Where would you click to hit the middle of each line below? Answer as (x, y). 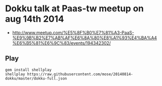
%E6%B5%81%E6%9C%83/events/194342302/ (62, 43)
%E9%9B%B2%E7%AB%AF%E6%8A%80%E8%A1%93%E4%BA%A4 (84, 38)
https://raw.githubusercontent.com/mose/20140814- (80, 74)
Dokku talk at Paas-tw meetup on (74, 9)
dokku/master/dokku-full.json (36, 78)
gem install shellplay (28, 70)
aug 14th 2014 (34, 19)
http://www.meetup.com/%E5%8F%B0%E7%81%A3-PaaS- (73, 32)
